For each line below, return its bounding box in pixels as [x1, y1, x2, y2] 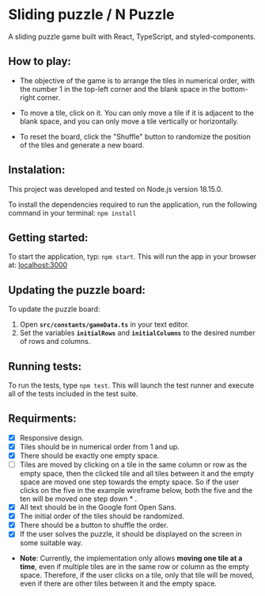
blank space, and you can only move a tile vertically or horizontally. [19, 117, 239, 126]
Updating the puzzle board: [8, 283, 146, 296]
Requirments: [8, 412, 77, 426]
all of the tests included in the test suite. [8, 389, 138, 398]
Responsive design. [19, 433, 85, 442]
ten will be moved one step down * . [19, 494, 138, 504]
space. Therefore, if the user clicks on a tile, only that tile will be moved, [19, 571, 255, 580]
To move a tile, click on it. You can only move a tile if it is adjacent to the [19, 108, 255, 117]
